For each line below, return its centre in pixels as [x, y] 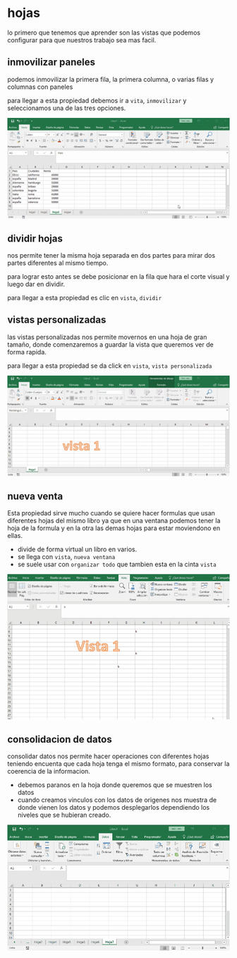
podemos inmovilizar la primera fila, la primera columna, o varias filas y [110, 79]
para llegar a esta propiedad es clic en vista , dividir [85, 297]
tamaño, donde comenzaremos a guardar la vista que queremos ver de [110, 345]
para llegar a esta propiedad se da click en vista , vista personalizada [110, 366]
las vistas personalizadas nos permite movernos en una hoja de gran [107, 337]
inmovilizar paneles [51, 62]
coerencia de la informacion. [49, 772]
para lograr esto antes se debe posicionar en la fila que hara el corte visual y [119, 276]
